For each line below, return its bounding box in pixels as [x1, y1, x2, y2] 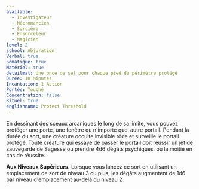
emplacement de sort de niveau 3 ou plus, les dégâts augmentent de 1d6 [6, 169, 186, 176]
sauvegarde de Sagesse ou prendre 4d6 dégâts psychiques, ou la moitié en [6, 145, 193, 153]
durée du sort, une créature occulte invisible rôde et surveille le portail [6, 132, 179, 139]
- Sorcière [11, 25, 39, 32]
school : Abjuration [6, 48, 55, 54]
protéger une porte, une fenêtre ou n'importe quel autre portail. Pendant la [6, 126, 189, 133]
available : [6, 8, 33, 15]
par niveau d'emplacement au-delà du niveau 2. [6, 176, 124, 183]
